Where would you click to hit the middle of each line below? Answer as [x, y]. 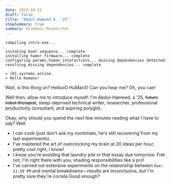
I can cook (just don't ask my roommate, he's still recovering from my [85, 133]
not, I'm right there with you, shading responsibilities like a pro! [78, 160]
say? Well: [16, 123]
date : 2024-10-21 [24, 10]
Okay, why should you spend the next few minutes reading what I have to [82, 118]
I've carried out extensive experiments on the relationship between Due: [88, 166]
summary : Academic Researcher [37, 29]
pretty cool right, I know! [38, 150]
